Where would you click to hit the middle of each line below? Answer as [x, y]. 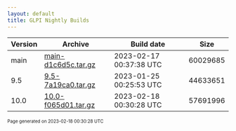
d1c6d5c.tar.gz [70, 64]
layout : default [31, 14]
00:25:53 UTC [138, 85]
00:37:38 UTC [138, 64]
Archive [76, 44]
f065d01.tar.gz [70, 104]
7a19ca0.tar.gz [70, 85]
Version [24, 44]
